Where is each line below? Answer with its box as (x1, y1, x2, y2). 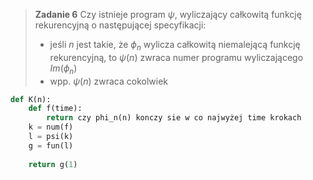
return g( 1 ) (28, 159, 78, 169)
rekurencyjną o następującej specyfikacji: (34, 19, 207, 31)
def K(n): (10, 94, 52, 104)
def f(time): (28, 104, 83, 114)
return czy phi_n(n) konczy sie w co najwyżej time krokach (46, 113, 302, 123)
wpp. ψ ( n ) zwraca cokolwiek (49, 75, 169, 87)
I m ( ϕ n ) (49, 62, 78, 76)
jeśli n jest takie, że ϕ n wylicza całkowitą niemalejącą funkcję (49, 39, 301, 53)
